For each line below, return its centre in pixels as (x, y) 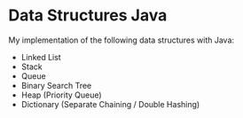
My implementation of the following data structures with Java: (121, 40)
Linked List (41, 57)
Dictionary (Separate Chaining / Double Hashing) (110, 104)
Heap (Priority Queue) (62, 95)
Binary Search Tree (56, 85)
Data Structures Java (88, 16)
